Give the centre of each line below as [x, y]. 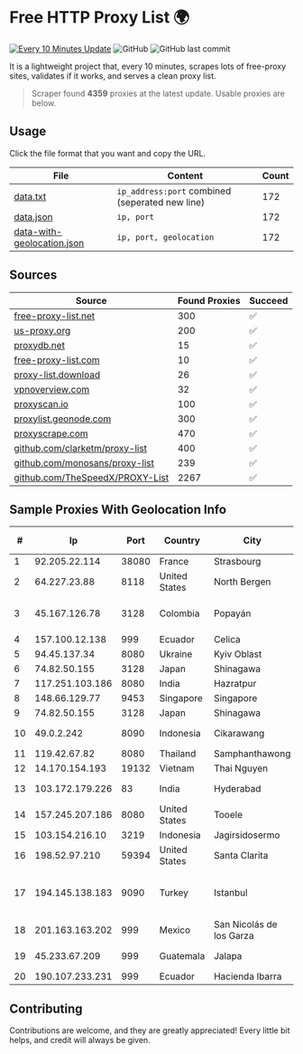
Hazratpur [235, 684]
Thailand [178, 754]
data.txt [30, 196]
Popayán [232, 613]
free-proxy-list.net [55, 316]
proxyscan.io [41, 404]
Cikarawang [239, 734]
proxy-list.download [57, 375]
